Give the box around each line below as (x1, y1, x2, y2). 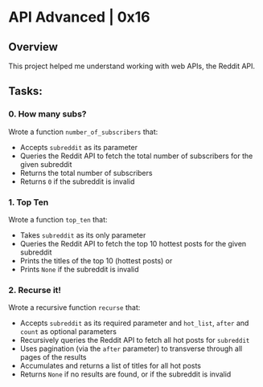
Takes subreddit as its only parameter (19, 230, 146, 240)
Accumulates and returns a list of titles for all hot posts (19, 361, 202, 371)
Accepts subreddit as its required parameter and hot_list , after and (19, 318, 249, 328)
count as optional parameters (19, 327, 117, 336)
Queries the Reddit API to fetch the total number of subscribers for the (19, 151, 253, 161)
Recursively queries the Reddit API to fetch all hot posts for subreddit (19, 336, 250, 345)
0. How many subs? (8, 108, 87, 120)
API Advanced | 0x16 (8, 8, 150, 26)
